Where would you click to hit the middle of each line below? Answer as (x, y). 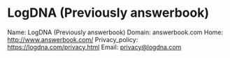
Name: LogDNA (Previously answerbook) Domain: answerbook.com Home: (115, 32)
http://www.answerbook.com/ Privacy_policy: (73, 39)
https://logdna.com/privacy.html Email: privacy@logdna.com (94, 47)
